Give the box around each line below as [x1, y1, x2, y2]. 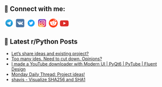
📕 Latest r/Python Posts [4, 38, 78, 46]
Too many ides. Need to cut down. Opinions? [11, 56, 102, 62]
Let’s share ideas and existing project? [11, 50, 89, 56]
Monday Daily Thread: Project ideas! [11, 71, 85, 77]
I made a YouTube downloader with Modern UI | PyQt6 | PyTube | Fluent [11, 61, 157, 66]
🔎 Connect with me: [4, 5, 65, 13]
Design [11, 66, 26, 72]
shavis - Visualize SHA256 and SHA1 [11, 76, 86, 82]
